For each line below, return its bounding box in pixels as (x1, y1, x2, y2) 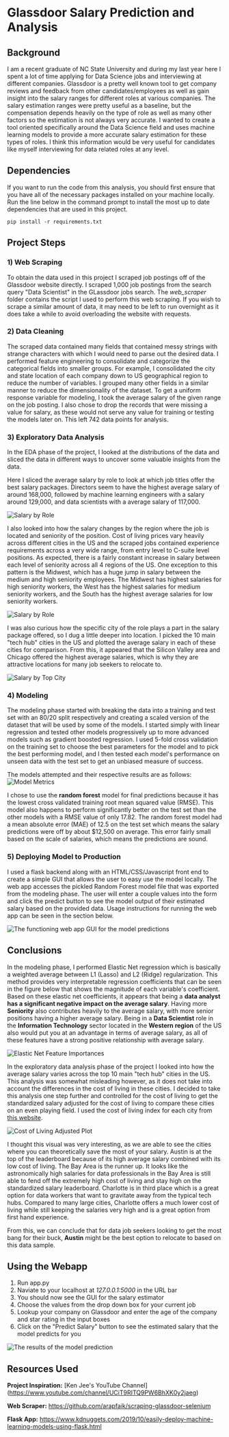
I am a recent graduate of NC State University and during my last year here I (7, 65, 221, 73)
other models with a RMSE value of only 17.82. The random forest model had (7, 813, 222, 821)
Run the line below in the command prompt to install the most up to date (7, 198, 210, 206)
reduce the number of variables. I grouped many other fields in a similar (7, 379, 209, 387)
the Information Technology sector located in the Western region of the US (7, 1021, 222, 1029)
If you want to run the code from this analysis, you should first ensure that (7, 183, 215, 191)
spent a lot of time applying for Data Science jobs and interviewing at (7, 72, 202, 80)
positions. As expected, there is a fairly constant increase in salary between (7, 554, 221, 562)
